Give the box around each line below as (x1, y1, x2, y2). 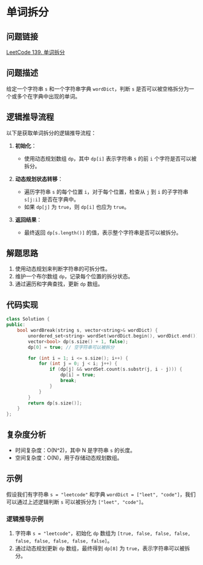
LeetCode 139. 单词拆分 (6, 49, 65, 56)
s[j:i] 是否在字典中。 (24, 196, 80, 203)
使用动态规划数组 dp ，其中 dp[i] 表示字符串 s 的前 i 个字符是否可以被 (24, 155, 197, 162)
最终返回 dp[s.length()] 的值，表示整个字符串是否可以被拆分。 (24, 229, 182, 236)
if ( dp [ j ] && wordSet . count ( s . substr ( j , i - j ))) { (49, 366, 182, 372)
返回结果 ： (14, 215, 42, 223)
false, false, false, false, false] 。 (14, 537, 113, 544)
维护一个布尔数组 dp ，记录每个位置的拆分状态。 (14, 273, 134, 280)
